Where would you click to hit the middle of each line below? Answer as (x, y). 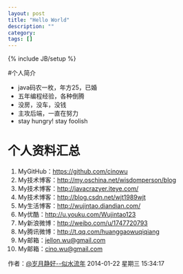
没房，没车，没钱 (42, 105)
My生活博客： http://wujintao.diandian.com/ (79, 206)
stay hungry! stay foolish (53, 121)
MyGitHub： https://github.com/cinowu (73, 171)
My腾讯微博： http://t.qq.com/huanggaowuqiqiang (89, 232)
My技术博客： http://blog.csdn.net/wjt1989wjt (82, 198)
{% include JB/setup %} (42, 59)
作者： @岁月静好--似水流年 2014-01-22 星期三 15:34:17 (86, 264)
